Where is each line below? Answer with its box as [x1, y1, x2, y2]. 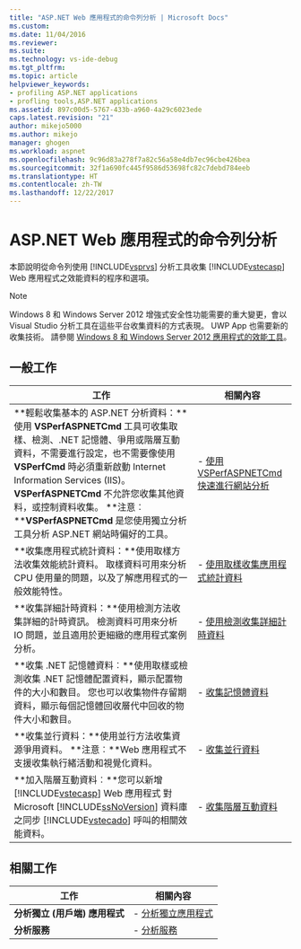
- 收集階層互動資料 [196, 800, 278, 813]
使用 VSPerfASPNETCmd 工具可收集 [13, 419, 169, 432]
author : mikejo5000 [9, 122, 82, 131]
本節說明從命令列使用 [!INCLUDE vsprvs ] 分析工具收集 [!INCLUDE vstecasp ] [9, 261, 285, 272]
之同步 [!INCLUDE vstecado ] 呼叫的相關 [13, 813, 179, 826]
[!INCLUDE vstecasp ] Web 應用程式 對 [13, 786, 173, 799]
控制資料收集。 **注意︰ [40, 500, 145, 513]
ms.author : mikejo [9, 130, 78, 139]
